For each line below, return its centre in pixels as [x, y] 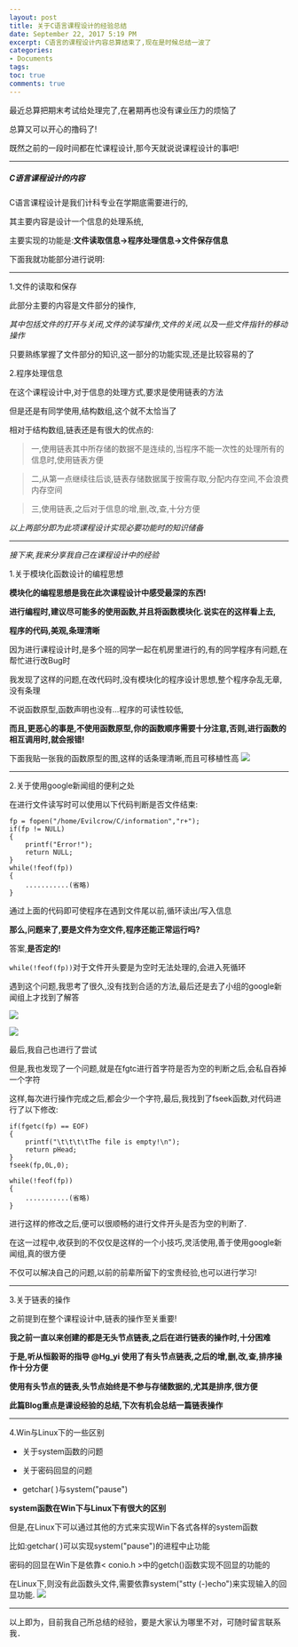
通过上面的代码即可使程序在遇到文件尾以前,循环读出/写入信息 [121, 910]
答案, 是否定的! [35, 948]
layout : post [33, 17]
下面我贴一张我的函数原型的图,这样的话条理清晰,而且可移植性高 [124, 758]
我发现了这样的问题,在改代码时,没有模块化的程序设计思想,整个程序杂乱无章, [146, 679]
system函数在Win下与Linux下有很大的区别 [88, 1507]
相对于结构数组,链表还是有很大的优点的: [82, 430]
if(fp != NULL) [37, 829]
